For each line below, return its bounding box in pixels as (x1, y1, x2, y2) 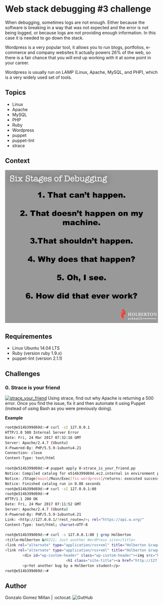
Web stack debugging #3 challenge (5, 3, 151, 15)
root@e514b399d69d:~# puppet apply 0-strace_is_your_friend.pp (5, 466, 136, 471)
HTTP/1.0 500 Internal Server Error (5, 430, 79, 435)
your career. (5, 60, 30, 66)
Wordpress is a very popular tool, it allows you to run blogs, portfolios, (5, 44, 145, 50)
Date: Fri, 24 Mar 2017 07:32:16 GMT (5, 435, 81, 440)
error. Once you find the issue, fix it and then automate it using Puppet (5, 401, 146, 406)
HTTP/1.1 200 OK (5, 497, 38, 502)
